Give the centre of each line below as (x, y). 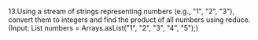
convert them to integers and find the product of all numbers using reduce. (129, 20)
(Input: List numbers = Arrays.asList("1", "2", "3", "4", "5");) (103, 28)
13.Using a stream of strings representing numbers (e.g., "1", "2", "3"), (121, 11)
